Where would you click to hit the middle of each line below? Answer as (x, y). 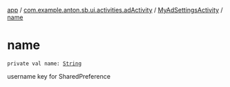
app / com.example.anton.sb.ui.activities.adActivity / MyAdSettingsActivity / (115, 10)
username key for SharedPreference (59, 76)
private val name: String (44, 64)
